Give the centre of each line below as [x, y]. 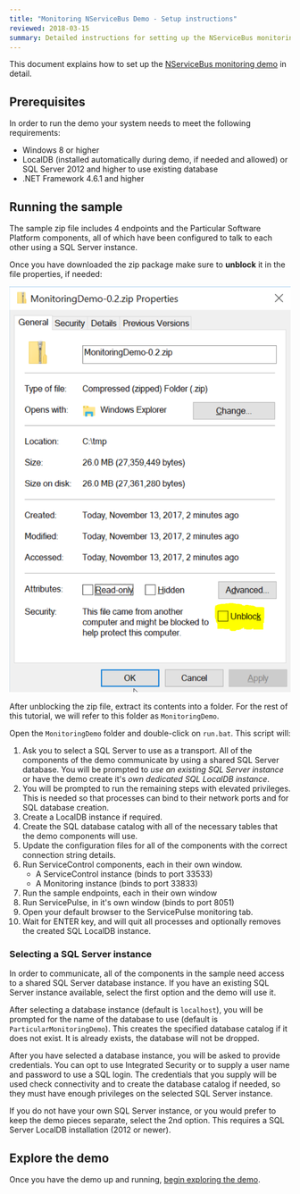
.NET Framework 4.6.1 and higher [83, 179]
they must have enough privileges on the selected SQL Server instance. [141, 1094]
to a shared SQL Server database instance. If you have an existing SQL [139, 983]
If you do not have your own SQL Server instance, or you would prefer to [143, 1111]
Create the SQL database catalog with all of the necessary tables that [150, 826]
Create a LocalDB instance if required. [92, 817]
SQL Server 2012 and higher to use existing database [120, 169]
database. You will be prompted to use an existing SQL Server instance [153, 769]
